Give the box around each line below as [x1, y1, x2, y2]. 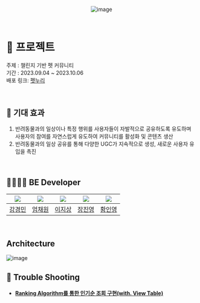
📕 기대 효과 [6, 108, 45, 118]
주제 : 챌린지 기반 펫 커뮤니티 [6, 61, 74, 69]
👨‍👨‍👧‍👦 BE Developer [6, 177, 81, 187]
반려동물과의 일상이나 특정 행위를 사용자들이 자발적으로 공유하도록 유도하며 [15, 125, 192, 132]
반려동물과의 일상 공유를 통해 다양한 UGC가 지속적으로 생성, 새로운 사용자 [15, 140, 189, 148]
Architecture [6, 238, 56, 249]
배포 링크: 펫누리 [6, 76, 45, 84]
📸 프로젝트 [6, 41, 56, 54]
